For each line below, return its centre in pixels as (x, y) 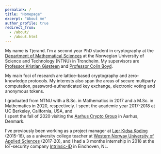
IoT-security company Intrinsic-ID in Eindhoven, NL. (56, 146)
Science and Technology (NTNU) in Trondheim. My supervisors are (72, 61)
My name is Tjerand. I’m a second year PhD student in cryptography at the (80, 50)
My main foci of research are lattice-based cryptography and (66, 76)
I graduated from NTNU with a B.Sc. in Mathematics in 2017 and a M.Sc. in (79, 100)
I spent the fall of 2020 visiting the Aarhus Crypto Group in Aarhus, (72, 116)
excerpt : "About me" (26, 19)
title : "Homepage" (24, 14)
